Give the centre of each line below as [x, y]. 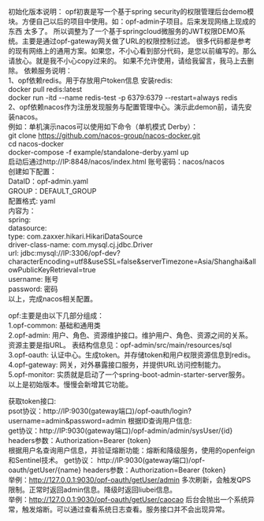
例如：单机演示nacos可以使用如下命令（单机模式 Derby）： [103, 127]
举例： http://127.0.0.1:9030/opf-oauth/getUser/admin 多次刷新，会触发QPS [130, 480]
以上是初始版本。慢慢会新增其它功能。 [70, 384]
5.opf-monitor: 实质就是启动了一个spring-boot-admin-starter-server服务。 [129, 375]
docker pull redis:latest [45, 89]
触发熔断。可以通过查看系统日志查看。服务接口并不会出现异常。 [125, 509]
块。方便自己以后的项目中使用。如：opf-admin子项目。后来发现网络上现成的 [132, 21]
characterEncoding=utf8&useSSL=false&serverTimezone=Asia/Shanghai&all [132, 261]
